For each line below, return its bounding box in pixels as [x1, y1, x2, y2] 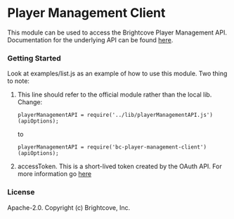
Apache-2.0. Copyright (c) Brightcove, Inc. [7, 203, 131, 212]
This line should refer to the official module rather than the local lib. [17, 90, 212, 99]
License [7, 187, 35, 197]
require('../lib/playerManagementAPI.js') [86, 111, 213, 119]
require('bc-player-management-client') [86, 144, 207, 151]
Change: [17, 98, 43, 106]
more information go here [17, 170, 92, 178]
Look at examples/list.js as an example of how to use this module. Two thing [7, 69, 228, 78]
